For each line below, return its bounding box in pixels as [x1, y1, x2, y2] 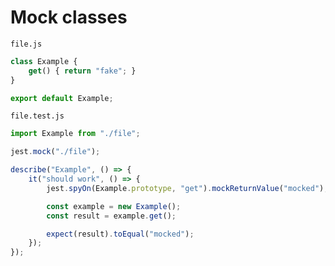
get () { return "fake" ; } [28, 66, 137, 76]
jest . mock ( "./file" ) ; [10, 147, 101, 157]
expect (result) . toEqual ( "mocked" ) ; [46, 229, 195, 239]
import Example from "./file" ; [10, 129, 141, 139]
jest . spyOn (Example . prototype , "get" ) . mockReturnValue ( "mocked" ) [46, 183, 325, 193]
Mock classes [10, 6, 128, 29]
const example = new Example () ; [46, 201, 182, 211]
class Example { [10, 56, 78, 66]
